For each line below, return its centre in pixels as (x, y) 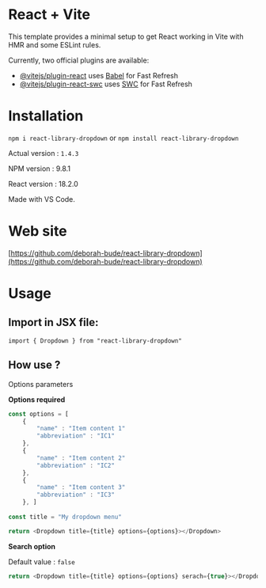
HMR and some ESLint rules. (55, 44)
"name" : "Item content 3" (81, 487)
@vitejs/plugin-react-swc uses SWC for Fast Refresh (106, 84)
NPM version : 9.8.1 (40, 169)
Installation (46, 116)
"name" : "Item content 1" (81, 429)
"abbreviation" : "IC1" (76, 436)
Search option (32, 546)
